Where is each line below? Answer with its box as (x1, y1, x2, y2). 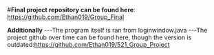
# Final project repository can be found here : (7, 6, 136, 14)
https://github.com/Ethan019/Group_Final (7, 13, 125, 21)
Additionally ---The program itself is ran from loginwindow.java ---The (7, 26, 208, 34)
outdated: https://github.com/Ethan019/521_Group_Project (7, 41, 170, 48)
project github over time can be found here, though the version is (7, 33, 192, 41)
